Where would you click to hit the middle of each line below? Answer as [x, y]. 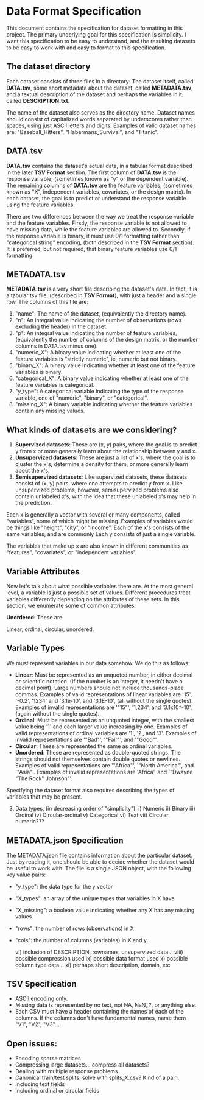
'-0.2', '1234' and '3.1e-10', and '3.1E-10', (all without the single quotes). [104, 700]
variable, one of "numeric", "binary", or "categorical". [82, 398]
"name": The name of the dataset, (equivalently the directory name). [101, 314]
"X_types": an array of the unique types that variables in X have [95, 898]
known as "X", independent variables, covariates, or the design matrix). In [99, 192]
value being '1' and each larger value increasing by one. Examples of [101, 727]
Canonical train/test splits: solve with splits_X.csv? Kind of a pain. [97, 1078]
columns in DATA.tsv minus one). [56, 346]
